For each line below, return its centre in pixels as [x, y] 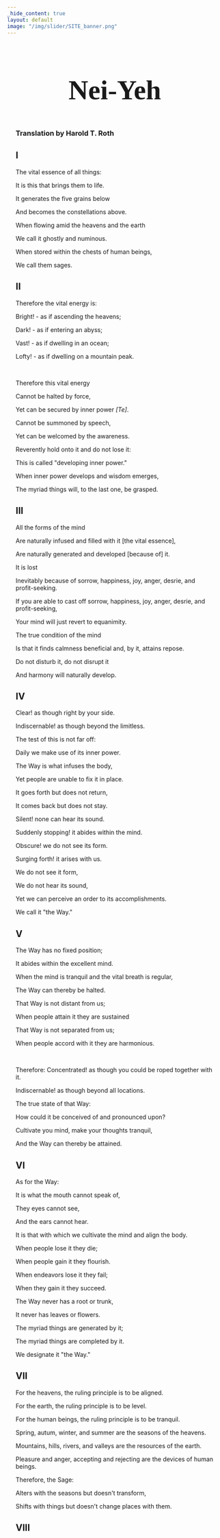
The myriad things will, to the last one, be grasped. [87, 489]
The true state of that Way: [53, 1104]
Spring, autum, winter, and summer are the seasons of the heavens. [111, 1432]
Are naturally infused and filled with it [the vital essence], [96, 541]
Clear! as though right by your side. [65, 713]
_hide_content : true [37, 13]
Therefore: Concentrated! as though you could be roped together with [114, 1070]
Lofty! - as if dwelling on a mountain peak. [75, 356]
